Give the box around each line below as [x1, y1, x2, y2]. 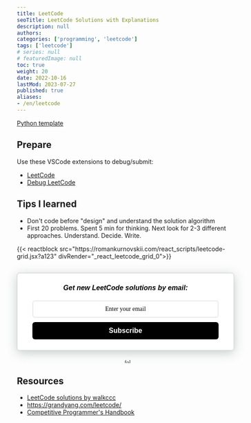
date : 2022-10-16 [17, 74, 67, 82]
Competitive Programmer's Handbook [26, 408, 135, 417]
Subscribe [108, 326, 143, 335]
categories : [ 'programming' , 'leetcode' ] [17, 36, 138, 43]
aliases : [17, 94, 42, 101]
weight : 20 [17, 68, 48, 75]
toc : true [17, 62, 46, 68]
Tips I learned [17, 198, 77, 210]
